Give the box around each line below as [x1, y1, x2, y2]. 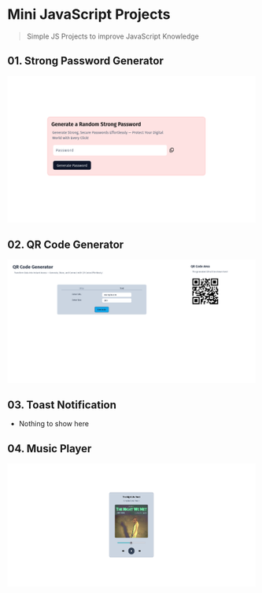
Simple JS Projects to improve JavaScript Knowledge [26, 31, 200, 41]
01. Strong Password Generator [7, 54, 164, 68]
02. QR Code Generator [7, 238, 124, 251]
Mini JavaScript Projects [7, 6, 171, 24]
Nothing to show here [18, 419, 90, 429]
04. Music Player [7, 442, 92, 455]
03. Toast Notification [7, 398, 117, 411]
